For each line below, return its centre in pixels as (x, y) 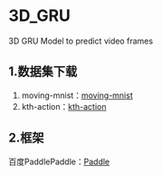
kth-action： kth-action (64, 106)
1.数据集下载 (43, 72)
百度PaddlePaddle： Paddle (59, 161)
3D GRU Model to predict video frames (81, 41)
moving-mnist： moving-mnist (77, 95)
